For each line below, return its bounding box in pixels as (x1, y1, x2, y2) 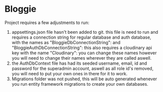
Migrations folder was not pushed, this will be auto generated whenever (11, 76, 158, 82)
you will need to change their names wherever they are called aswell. (11, 55, 152, 61)
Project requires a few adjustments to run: (4, 20, 89, 25)
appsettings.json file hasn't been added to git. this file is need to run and (11, 29, 158, 35)
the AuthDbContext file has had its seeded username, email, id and (11, 60, 147, 66)
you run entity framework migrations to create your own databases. (11, 81, 148, 87)
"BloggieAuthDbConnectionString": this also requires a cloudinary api (11, 45, 153, 50)
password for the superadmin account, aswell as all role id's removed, (11, 65, 154, 71)
